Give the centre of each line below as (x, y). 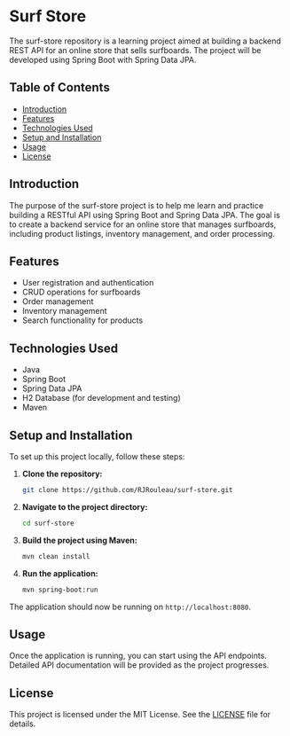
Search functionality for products (82, 320)
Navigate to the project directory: (85, 506)
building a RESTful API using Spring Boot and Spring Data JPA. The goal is (145, 215)
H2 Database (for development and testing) (102, 398)
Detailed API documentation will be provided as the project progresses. (139, 665)
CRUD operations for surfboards (81, 292)
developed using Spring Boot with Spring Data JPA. (103, 59)
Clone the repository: (62, 474)
